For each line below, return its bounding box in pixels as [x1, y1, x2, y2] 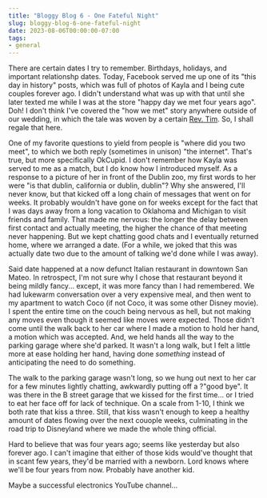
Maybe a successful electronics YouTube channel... [8, 480, 178, 490]
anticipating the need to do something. [8, 357, 136, 368]
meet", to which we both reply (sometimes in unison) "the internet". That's [8, 147, 253, 157]
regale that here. [8, 123, 63, 133]
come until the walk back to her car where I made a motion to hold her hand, [8, 324, 260, 333]
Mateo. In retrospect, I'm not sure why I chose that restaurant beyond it [8, 273, 243, 282]
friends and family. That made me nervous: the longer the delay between [8, 215, 249, 225]
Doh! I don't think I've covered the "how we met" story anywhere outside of [8, 106, 257, 116]
